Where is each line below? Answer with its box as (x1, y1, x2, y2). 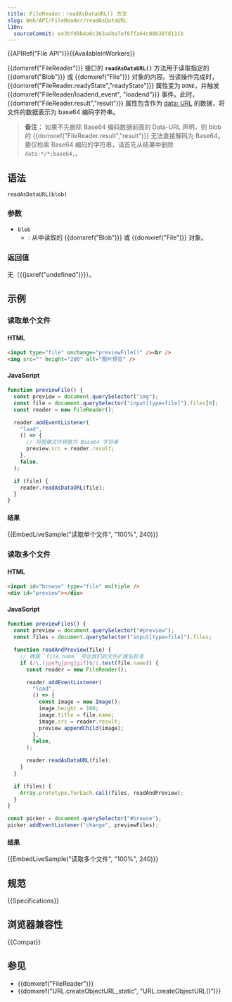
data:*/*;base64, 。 (24, 149, 82, 158)
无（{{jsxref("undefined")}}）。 (7, 270, 96, 278)
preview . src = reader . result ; (25, 445, 115, 452)
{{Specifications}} (7, 896, 60, 905)
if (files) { (13, 783, 52, 790)
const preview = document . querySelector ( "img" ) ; (13, 393, 159, 400)
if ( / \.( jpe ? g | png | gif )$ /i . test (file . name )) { (20, 660, 159, 667)
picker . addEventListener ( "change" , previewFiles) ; (7, 822, 159, 829)
